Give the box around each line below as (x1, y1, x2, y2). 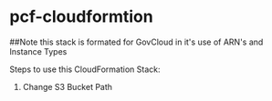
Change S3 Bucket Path (22, 81, 112, 92)
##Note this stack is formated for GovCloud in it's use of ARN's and (9, 36, 264, 47)
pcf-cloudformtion (9, 6, 153, 27)
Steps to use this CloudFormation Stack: (9, 64, 161, 75)
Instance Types (9, 45, 68, 56)
